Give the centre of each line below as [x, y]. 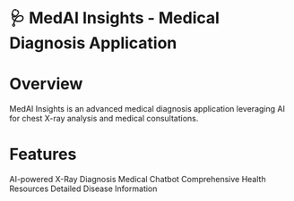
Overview [46, 84]
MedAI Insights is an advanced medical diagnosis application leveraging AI [147, 109]
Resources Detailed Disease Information [83, 188]
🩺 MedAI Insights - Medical [114, 18]
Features [43, 155]
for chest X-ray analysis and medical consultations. [104, 119]
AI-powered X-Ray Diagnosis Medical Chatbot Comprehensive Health [138, 180]
